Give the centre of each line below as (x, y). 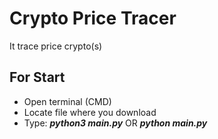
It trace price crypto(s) (56, 46)
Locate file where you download (90, 112)
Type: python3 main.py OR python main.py (115, 123)
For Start (37, 77)
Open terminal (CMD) (67, 101)
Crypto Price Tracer (93, 18)
